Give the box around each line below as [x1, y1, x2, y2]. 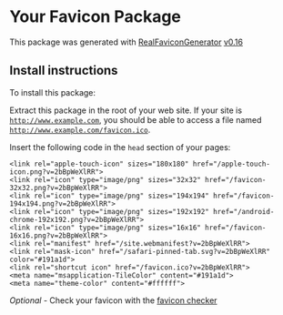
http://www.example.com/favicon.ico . [9, 124, 151, 135]
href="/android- [212, 207, 275, 216]
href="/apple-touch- [192, 159, 271, 168]
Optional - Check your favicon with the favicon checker [9, 294, 217, 306]
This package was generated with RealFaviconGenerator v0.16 [9, 36, 244, 47]
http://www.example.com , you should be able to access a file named [9, 114, 262, 125]
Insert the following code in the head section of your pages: [9, 141, 231, 152]
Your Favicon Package [9, 6, 182, 27]
